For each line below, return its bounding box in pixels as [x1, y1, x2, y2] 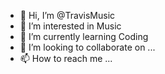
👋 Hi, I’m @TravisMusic [19, 10, 116, 21]
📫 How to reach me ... [19, 53, 113, 64]
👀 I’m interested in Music [19, 20, 122, 32]
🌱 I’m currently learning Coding [19, 31, 149, 42]
